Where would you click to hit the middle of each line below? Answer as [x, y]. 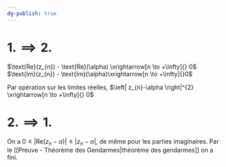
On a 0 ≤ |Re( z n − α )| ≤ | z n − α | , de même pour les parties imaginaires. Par [113, 142]
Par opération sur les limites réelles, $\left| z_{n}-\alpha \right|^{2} [101, 87]
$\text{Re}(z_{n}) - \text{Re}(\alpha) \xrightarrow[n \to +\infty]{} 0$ [102, 67]
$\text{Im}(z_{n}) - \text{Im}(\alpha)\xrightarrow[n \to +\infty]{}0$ [100, 74]
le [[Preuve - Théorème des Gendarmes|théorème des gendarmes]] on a [110, 150]
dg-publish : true [32, 13]
